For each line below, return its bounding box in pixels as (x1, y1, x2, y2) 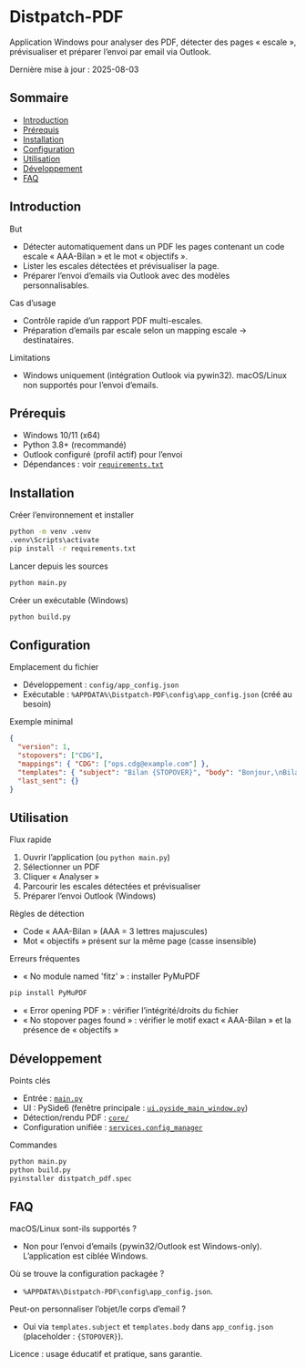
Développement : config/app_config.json (22, 679, 179, 690)
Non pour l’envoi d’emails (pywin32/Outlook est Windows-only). (22, 1241, 262, 1252)
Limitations (9, 352, 51, 363)
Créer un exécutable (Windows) (9, 594, 129, 605)
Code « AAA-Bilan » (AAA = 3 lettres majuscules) (22, 926, 208, 937)
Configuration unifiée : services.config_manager (22, 1122, 203, 1132)
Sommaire (9, 90, 69, 106)
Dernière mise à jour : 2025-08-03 (9, 64, 139, 75)
